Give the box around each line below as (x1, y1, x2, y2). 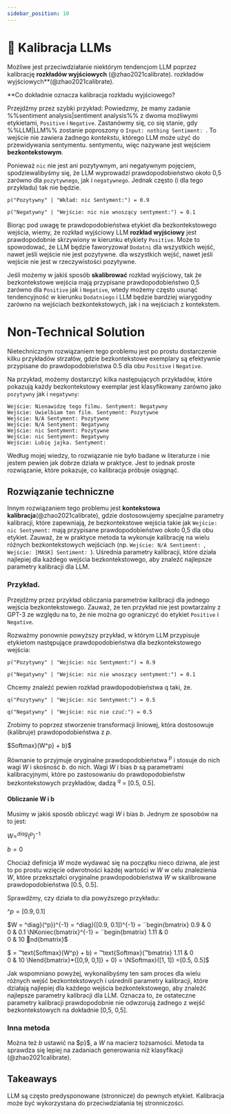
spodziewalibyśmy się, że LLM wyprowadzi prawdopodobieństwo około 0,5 (7, 168, 222, 176)
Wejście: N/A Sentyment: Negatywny (7, 421, 110, 428)
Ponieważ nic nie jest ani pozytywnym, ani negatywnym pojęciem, (7, 161, 197, 170)
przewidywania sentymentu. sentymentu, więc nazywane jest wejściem (7, 141, 211, 149)
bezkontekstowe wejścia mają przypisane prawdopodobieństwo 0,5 (7, 278, 200, 286)
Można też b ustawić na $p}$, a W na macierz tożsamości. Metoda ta (7, 1039, 205, 1047)
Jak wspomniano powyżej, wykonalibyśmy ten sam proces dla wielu (7, 969, 201, 978)
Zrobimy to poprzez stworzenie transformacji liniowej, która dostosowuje (7, 720, 214, 729)
